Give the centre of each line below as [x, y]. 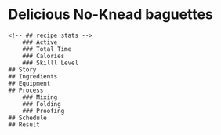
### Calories [43, 56]
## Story [22, 69]
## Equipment [29, 83]
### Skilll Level [51, 63]
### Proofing [43, 111]
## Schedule [27, 118]
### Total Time [47, 49]
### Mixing [40, 97]
